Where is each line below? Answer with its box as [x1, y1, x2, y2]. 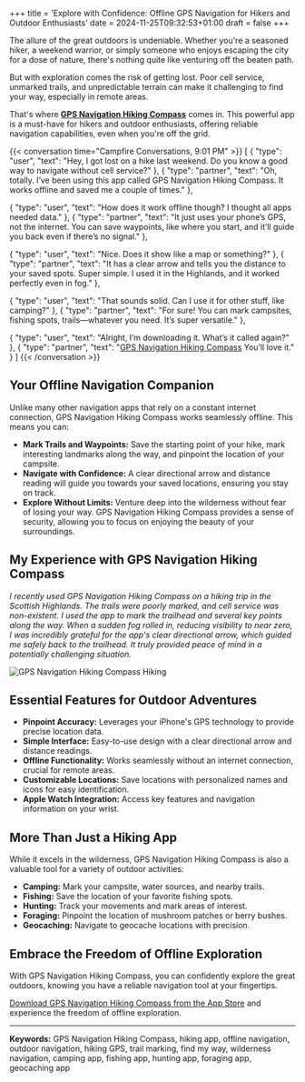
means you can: [9, 421, 70, 432]
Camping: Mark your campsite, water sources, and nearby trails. [22, 881, 265, 892]
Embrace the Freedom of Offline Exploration [9, 946, 263, 962]
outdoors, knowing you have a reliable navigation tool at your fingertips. [9, 980, 279, 991]
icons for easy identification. [22, 784, 130, 795]
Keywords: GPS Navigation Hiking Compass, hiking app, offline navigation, [9, 1034, 290, 1045]
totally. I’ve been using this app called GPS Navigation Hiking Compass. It [9, 175, 284, 185]
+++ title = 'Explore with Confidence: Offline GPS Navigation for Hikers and [9, 8, 290, 18]
